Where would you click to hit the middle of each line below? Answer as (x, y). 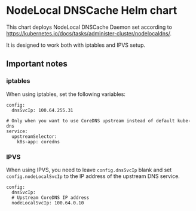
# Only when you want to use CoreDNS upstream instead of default (91, 120)
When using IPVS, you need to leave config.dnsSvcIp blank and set (89, 170)
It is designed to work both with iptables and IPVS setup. (76, 45)
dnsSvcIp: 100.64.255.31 (42, 110)
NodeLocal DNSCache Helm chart (92, 10)
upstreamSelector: (35, 136)
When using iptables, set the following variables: (66, 94)
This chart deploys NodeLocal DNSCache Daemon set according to (89, 27)
